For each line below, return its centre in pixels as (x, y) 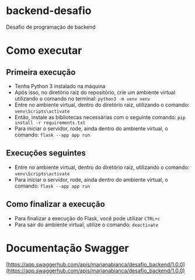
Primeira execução (41, 72)
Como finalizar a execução (55, 204)
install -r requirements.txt (50, 123)
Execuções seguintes (46, 153)
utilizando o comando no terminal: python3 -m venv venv (82, 98)
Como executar (44, 51)
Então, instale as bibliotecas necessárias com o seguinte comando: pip (100, 117)
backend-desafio (49, 11)
